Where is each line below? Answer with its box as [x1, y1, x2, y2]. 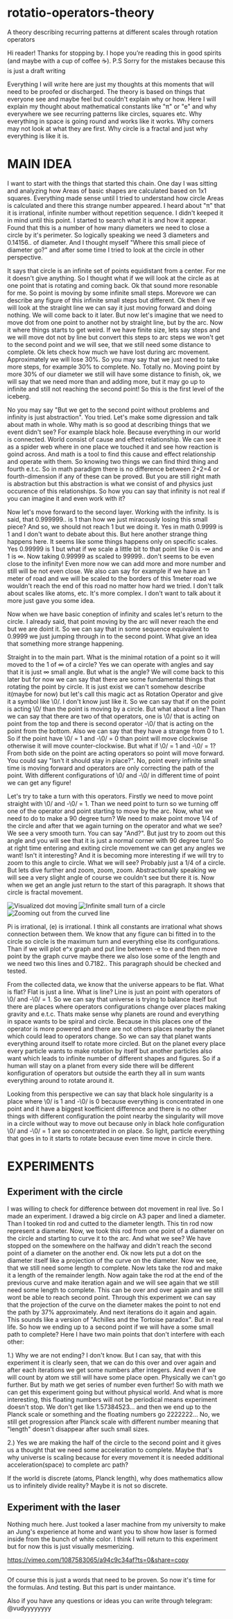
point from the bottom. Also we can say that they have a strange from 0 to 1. [7, 727, 225, 735]
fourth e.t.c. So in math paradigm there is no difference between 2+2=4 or [7, 465, 220, 473]
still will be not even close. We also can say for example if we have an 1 [7, 567, 210, 575]
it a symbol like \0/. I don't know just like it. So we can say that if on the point [7, 697, 226, 705]
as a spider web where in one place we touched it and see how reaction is [7, 442, 219, 451]
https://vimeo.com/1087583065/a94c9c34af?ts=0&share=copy [7, 1556, 189, 1564]
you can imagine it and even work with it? [7, 494, 126, 502]
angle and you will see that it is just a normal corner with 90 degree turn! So [7, 836, 224, 844]
